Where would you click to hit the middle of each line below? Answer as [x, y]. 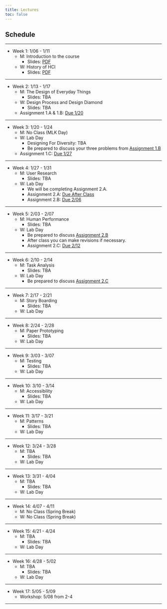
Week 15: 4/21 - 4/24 [34, 531]
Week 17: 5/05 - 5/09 [34, 592]
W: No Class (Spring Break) [48, 517]
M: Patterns [32, 421]
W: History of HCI [38, 67]
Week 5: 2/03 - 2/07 [33, 214]
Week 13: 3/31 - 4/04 [34, 476]
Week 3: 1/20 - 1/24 [32, 127]
